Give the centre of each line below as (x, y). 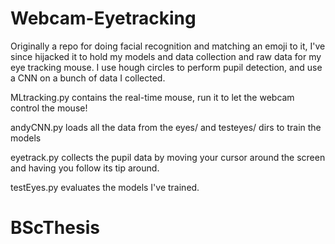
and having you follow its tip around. (85, 168)
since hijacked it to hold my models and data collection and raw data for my (166, 56)
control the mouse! (49, 108)
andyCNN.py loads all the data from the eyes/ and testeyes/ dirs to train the (166, 127)
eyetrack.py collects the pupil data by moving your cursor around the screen (168, 157)
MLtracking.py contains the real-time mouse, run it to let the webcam (152, 97)
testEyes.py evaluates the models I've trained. (105, 187)
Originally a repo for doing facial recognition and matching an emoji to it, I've (168, 46)
